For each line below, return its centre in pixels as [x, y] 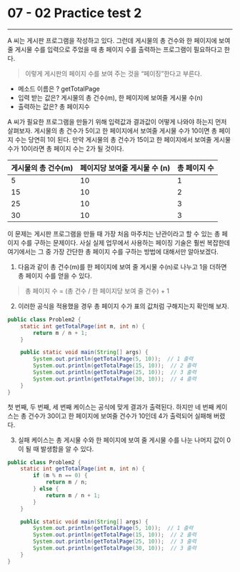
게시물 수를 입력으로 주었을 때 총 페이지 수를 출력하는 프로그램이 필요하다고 [119, 49]
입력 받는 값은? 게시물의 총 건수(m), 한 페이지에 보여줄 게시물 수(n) [110, 97]
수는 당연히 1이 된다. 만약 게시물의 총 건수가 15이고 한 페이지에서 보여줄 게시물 [122, 139]
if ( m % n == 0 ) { [60, 476]
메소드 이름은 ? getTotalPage [59, 89]
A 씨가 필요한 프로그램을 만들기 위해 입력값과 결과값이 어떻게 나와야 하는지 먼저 [117, 121]
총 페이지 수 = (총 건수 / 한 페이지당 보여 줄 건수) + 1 [97, 291]
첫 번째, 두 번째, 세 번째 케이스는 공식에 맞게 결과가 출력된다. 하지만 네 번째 [111, 407]
